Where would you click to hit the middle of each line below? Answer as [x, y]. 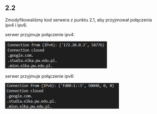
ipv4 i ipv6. [16, 25]
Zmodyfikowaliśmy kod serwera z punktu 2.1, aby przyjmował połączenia [78, 20]
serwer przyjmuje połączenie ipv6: [40, 76]
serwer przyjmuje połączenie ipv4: [40, 34]
